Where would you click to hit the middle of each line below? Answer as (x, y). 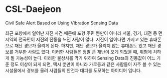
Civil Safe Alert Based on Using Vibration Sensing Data (62, 23)
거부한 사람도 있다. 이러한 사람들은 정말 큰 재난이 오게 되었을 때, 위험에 (83, 52)
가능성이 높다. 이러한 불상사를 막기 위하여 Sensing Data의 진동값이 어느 (86, 58)
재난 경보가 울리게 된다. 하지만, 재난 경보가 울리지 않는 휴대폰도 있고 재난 (85, 45)
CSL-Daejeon (33, 9)
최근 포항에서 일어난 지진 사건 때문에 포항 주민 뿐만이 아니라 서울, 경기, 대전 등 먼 (84, 33)
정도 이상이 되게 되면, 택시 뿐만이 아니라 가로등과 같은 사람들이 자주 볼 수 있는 (86, 64)
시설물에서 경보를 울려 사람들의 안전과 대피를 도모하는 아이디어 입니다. (73, 70)
